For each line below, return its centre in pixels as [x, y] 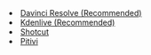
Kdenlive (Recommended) [68, 22]
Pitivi [29, 41]
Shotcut [35, 32]
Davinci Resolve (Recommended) [81, 13]
